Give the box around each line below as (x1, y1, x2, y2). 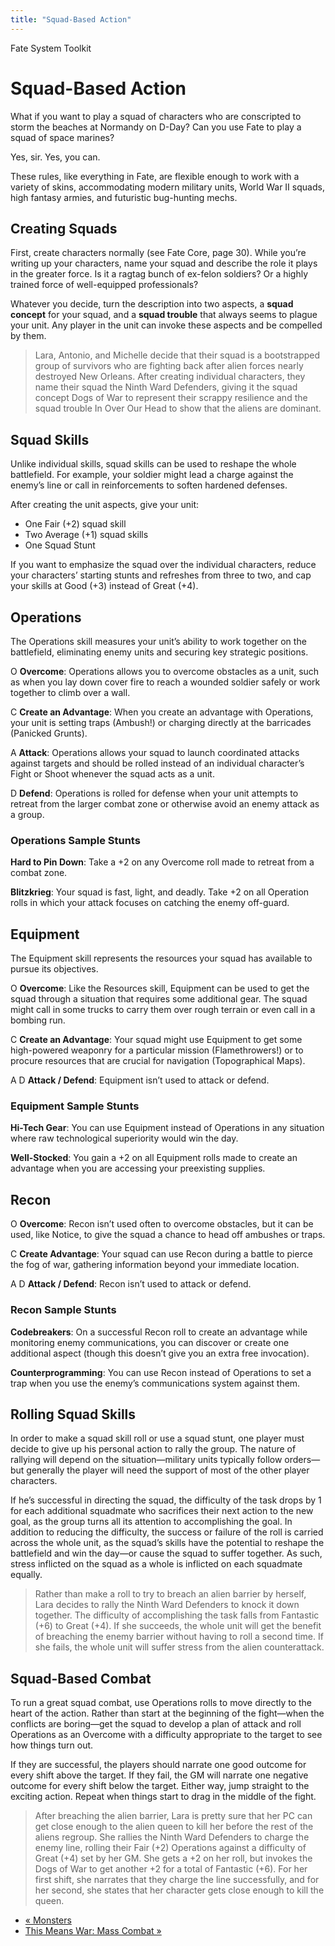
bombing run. (10, 1014, 66, 1026)
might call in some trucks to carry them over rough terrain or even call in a (10, 1004, 316, 1016)
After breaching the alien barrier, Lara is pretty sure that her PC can (34, 1810, 313, 1822)
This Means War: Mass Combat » (24, 1925, 162, 1937)
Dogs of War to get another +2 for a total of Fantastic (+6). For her (34, 1863, 308, 1875)
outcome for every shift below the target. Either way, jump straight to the (10, 1780, 310, 1792)
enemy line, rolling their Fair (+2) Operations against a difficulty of (34, 1842, 307, 1854)
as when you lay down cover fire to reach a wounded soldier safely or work (10, 676, 321, 688)
